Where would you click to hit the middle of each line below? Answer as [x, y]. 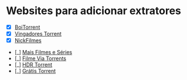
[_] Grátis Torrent [35, 71]
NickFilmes [28, 41]
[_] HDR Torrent [33, 65]
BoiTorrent [27, 27]
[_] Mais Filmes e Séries [43, 52]
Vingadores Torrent [38, 34]
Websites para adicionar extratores [94, 11]
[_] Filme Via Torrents [40, 59]
